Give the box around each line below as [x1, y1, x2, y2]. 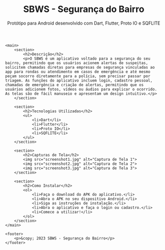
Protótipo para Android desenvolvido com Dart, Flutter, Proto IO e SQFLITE [7, 20, 161, 26]
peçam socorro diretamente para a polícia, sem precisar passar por [5, 74, 151, 79]
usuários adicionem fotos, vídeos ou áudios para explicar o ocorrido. [5, 87, 157, 92]
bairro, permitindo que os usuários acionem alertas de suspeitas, [5, 60, 149, 66]
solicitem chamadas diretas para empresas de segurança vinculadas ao [5, 65, 155, 70]
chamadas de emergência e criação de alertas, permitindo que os [5, 82, 144, 87]
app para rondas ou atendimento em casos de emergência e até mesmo [5, 69, 151, 74]
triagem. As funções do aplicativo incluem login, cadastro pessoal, [5, 78, 153, 83]
